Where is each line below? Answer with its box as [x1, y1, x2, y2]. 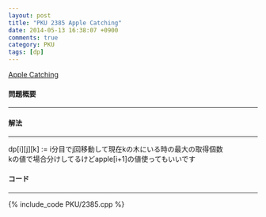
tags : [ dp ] [8, 48, 44, 56]
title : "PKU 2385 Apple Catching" [8, 19, 123, 27]
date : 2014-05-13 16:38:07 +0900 [8, 26, 119, 34]
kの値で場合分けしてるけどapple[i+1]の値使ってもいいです [8, 155, 196, 164]
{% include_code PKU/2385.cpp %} [8, 199, 125, 209]
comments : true [8, 33, 59, 42]
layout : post [8, 11, 51, 20]
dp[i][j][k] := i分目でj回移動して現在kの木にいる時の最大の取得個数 [8, 144, 223, 154]
